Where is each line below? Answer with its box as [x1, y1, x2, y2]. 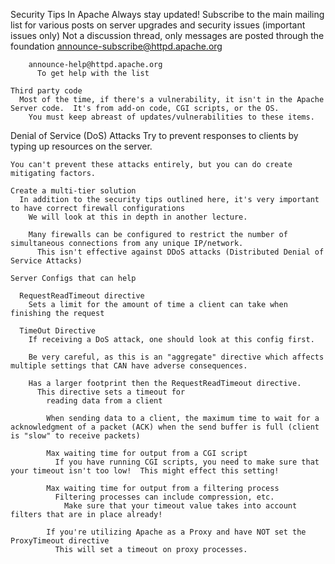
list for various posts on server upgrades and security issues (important [10, 19, 306, 31]
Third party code [10, 86, 83, 96]
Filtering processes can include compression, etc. [54, 492, 275, 502]
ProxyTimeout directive [10, 536, 110, 546]
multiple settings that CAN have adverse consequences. [10, 361, 248, 371]
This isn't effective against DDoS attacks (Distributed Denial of [36, 247, 325, 257]
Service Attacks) [10, 256, 83, 266]
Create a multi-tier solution [10, 186, 137, 196]
